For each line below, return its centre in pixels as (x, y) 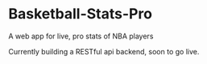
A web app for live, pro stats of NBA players (81, 36)
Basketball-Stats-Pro (81, 14)
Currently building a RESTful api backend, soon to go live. (104, 51)
